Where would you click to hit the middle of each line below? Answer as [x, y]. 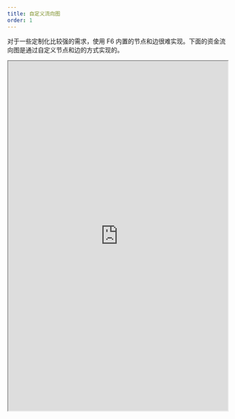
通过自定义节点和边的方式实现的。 [74, 50]
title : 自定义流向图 [34, 14]
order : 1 [20, 20]
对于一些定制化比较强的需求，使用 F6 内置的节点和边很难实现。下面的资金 [113, 41]
